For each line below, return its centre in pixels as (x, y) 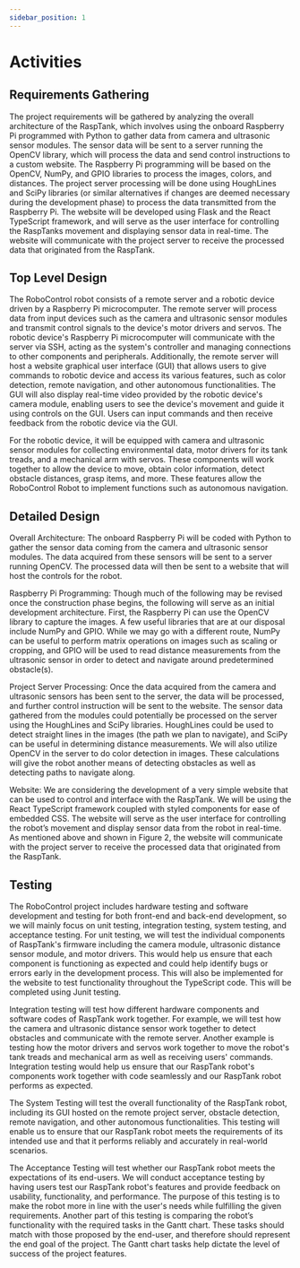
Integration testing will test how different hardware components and (134, 1010)
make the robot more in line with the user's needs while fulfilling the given (146, 1206)
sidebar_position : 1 (48, 17)
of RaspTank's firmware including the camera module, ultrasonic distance (145, 945)
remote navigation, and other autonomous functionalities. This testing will (145, 1122)
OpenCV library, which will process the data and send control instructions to (150, 154)
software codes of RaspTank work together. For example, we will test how (146, 1019)
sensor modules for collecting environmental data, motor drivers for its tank (149, 450)
